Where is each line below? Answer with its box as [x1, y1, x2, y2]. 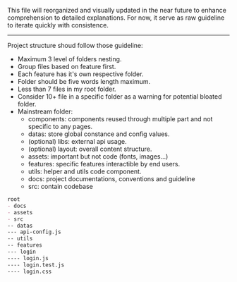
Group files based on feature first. [17, 63, 116, 70]
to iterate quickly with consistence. [7, 21, 109, 29]
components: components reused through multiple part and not [28, 115, 213, 123]
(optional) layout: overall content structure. [28, 145, 152, 153]
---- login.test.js [7, 261, 65, 269]
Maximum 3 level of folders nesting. [17, 55, 122, 63]
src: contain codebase [28, 183, 94, 190]
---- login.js [7, 255, 49, 262]
